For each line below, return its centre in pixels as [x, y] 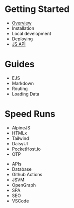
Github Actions [27, 174]
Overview [22, 23]
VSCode [20, 201]
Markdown [23, 83]
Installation [23, 28]
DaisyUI [20, 143]
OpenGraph [24, 185]
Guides [20, 64]
